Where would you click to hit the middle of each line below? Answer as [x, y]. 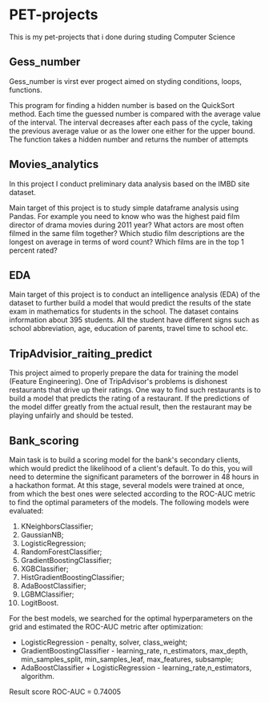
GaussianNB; [42, 535]
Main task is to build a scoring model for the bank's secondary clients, [125, 460]
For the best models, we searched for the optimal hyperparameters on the [131, 618]
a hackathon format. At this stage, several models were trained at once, [127, 485]
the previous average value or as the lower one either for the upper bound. [132, 130]
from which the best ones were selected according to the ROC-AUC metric [132, 494]
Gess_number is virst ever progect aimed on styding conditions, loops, [126, 81]
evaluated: [26, 511]
